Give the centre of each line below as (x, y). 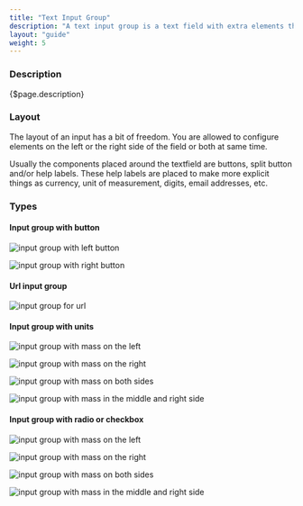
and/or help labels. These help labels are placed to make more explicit (139, 173)
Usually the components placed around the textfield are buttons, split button (151, 164)
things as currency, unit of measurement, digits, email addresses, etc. (139, 183)
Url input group (38, 285)
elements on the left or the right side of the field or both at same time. (138, 146)
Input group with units (52, 326)
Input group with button (55, 228)
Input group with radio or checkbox (77, 419)
